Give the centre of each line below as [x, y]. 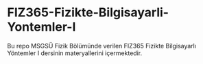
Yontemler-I [41, 27]
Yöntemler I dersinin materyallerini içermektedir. [75, 53]
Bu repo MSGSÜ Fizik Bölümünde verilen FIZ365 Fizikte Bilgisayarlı [102, 46]
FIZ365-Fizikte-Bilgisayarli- [88, 13]
